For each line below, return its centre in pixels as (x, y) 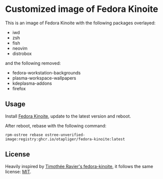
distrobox (22, 54)
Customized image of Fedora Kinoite (82, 9)
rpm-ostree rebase (24, 135)
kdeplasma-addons (32, 83)
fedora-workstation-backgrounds (46, 72)
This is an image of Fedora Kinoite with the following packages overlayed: (81, 23)
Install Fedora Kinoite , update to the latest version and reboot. (68, 116)
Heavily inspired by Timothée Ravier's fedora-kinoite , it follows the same (79, 166)
